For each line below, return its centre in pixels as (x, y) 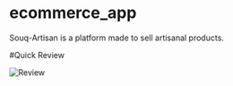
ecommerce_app (73, 13)
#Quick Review (37, 55)
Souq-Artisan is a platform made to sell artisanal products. (116, 38)
